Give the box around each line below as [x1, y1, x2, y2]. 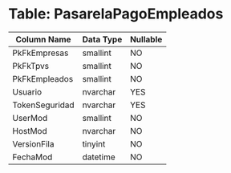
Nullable [129, 34, 163, 45]
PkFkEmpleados [12, 73, 74, 84]
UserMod [12, 112, 48, 123]
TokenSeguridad [12, 99, 75, 111]
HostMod [12, 125, 48, 136]
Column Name [15, 34, 71, 45]
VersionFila [12, 138, 55, 149]
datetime [82, 151, 116, 163]
